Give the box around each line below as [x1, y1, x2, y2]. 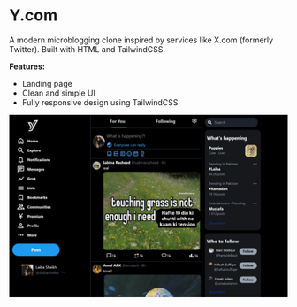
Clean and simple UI [21, 88, 95, 98]
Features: [9, 61, 46, 72]
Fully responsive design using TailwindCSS [21, 96, 179, 107]
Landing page [21, 78, 72, 88]
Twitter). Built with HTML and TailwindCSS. [9, 43, 166, 54]
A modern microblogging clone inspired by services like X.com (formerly [9, 35, 274, 45]
